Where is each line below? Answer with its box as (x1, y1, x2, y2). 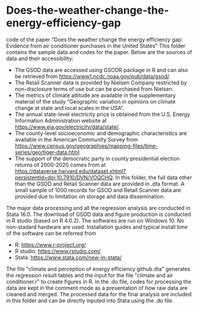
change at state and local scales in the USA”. (14, 104, 124, 111)
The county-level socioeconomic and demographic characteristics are (14, 129, 187, 137)
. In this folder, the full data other (112, 174, 192, 181)
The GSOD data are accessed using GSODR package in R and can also (14, 66, 188, 73)
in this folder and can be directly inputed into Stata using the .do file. (6, 297, 174, 304)
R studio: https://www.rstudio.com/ (14, 248, 101, 255)
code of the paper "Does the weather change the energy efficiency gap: (6, 36, 183, 43)
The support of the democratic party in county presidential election (14, 155, 180, 162)
